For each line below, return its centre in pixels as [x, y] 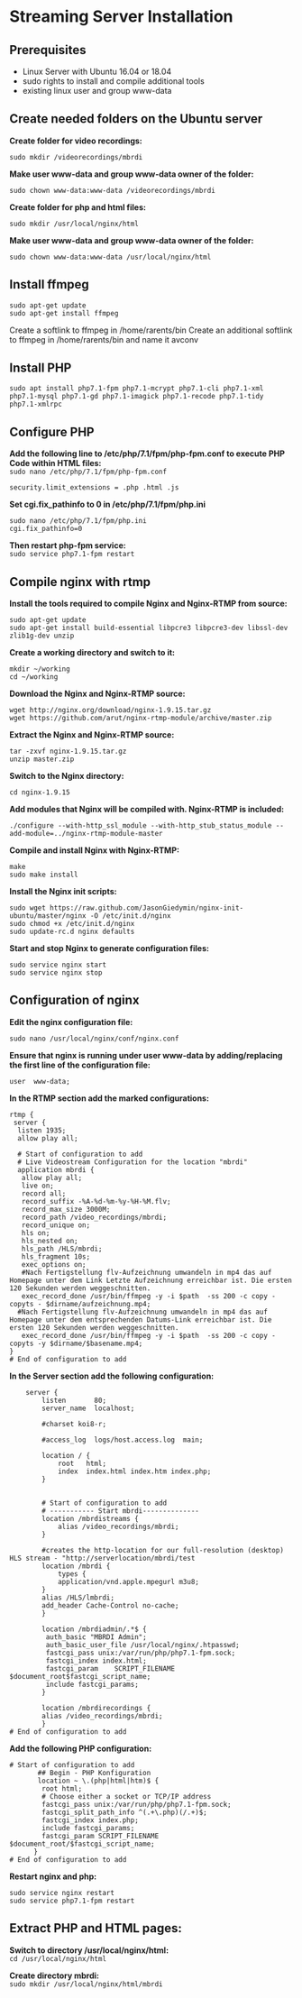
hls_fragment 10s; [56, 1256]
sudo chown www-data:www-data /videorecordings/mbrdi [113, 190]
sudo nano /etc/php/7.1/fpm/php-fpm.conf [88, 472]
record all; [44, 1193]
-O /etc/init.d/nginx [130, 916]
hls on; [36, 1233]
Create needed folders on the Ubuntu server [136, 119]
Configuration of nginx [74, 1000]
